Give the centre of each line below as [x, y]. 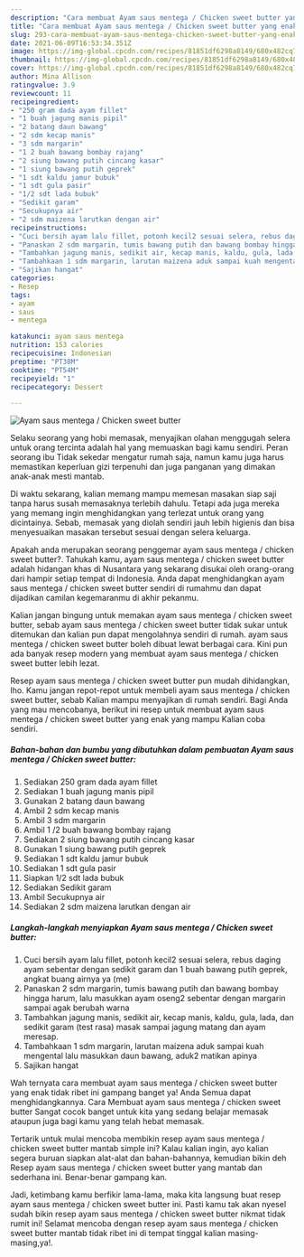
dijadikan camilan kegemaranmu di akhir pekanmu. [105, 598]
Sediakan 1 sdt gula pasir [69, 868]
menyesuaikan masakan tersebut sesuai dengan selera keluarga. [130, 532]
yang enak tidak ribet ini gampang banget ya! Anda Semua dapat [131, 1093]
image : [23, 52]
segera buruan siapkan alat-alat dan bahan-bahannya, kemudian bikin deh [148, 1159]
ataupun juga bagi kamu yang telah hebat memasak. [107, 1121]
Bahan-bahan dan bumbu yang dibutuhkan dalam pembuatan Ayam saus [152, 749]
